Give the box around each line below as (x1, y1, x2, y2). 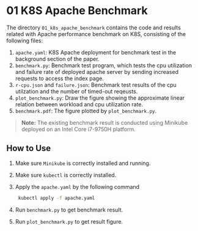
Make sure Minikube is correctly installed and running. (15, 159, 151, 167)
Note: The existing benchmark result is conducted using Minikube (21, 119, 188, 126)
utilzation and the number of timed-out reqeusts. (15, 87, 138, 95)
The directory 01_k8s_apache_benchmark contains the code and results (6, 24, 182, 31)
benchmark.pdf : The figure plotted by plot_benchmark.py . (15, 107, 157, 114)
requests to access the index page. (15, 75, 104, 82)
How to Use (6, 143, 51, 153)
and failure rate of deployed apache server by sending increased (15, 68, 179, 75)
